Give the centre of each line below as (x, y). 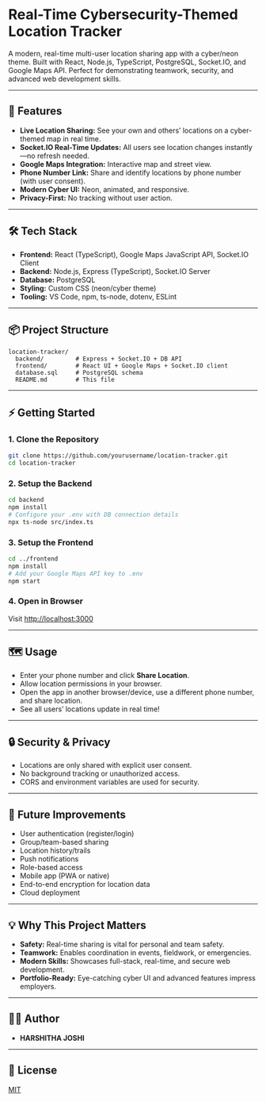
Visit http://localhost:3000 (51, 618)
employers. (38, 986)
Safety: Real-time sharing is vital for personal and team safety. (122, 944)
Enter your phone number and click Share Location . (104, 675)
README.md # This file (65, 380)
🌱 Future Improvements (67, 814)
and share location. (51, 700)
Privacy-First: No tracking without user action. (96, 198)
